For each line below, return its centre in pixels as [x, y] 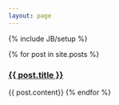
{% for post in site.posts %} [54, 54]
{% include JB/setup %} [48, 38]
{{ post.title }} [36, 75]
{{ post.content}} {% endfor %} [60, 92]
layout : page [30, 16]
